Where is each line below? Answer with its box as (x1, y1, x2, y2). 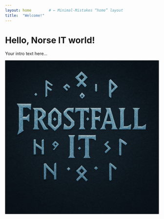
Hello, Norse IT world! (5, 35, 95, 46)
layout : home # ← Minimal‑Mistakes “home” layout (5, 8, 123, 13)
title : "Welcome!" (5, 13, 45, 18)
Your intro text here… (5, 51, 48, 57)
